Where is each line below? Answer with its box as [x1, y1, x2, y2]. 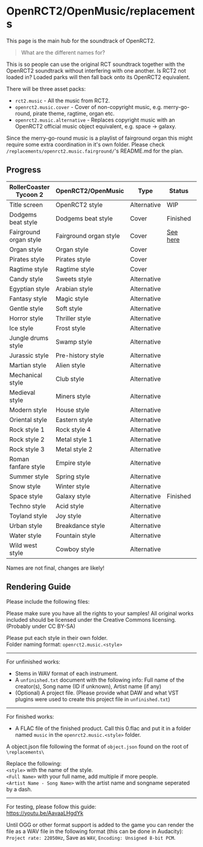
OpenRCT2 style [55, 200, 103, 209]
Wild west [9, 541, 37, 549]
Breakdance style [55, 521, 106, 530]
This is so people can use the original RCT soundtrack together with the [6, 61, 185, 68]
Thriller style [55, 314, 92, 322]
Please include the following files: [6, 598, 90, 605]
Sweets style [55, 274, 92, 283]
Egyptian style [9, 285, 50, 293]
